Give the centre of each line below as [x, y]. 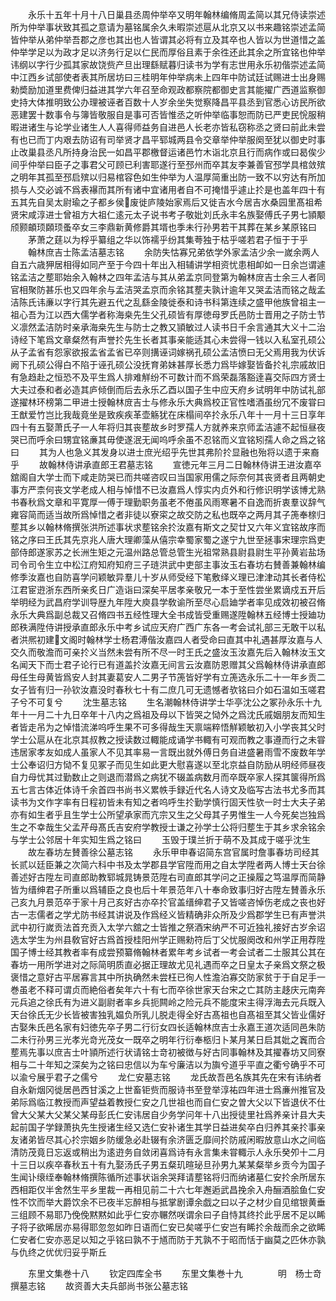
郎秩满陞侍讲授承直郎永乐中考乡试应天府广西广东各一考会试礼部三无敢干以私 [168, 627]
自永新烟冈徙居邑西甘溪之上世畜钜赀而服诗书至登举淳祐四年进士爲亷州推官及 [168, 1089]
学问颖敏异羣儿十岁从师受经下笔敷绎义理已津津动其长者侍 [198, 577]
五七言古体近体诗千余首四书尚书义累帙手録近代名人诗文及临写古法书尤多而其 [168, 789]
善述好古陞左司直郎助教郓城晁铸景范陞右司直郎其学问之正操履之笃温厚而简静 [168, 877]
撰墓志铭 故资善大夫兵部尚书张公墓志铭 [99, 1286]
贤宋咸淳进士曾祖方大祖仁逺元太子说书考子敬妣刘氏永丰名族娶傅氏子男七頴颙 [168, 214]
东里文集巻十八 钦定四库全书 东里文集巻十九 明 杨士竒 [174, 1273]
